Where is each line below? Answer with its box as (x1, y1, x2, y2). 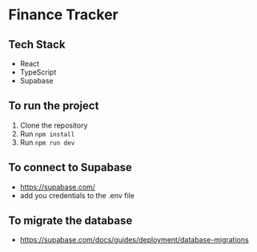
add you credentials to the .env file (19, 190, 135, 200)
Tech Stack (8, 38, 66, 51)
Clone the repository (19, 120, 88, 130)
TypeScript (19, 67, 57, 77)
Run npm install (19, 128, 75, 138)
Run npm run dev (19, 137, 75, 147)
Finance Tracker (8, 6, 118, 24)
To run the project (8, 99, 99, 113)
